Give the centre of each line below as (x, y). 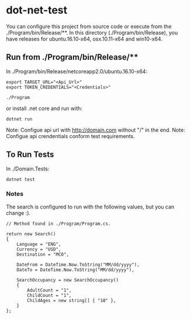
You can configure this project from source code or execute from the (89, 26)
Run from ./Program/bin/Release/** (72, 57)
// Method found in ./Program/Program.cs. (58, 224)
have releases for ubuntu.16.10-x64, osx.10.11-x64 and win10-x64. (84, 39)
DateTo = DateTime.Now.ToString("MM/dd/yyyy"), (75, 270)
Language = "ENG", (39, 244)
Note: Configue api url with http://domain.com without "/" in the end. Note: (96, 130)
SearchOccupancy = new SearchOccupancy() (67, 280)
